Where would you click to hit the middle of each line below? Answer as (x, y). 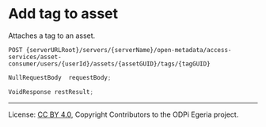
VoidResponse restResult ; (51, 92)
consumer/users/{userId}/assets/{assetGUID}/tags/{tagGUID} (110, 64)
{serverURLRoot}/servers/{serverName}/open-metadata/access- (129, 50)
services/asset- (35, 57)
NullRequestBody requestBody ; (60, 77)
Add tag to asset (63, 14)
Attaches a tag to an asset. (52, 35)
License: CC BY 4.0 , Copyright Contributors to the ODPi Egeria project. (123, 114)
